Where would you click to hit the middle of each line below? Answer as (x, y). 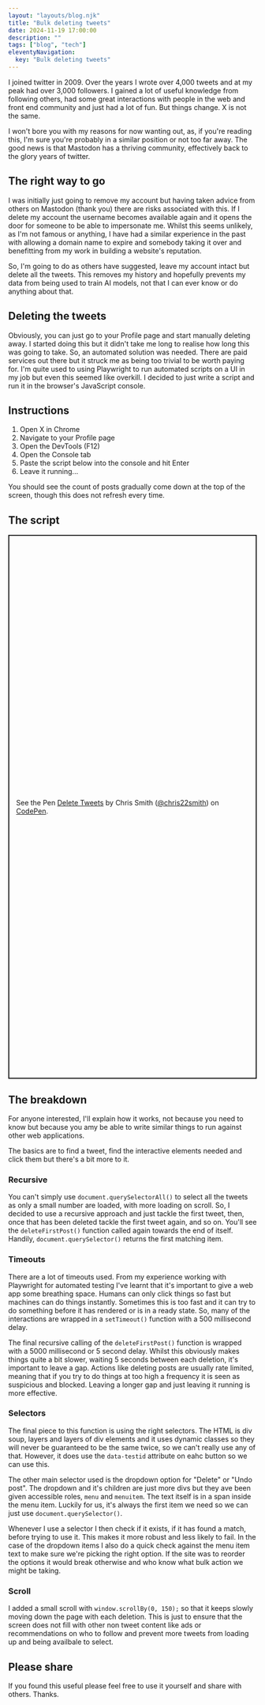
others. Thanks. (34, 1694)
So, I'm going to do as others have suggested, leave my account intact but (129, 266)
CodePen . (32, 811)
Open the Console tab (55, 455)
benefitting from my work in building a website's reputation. (105, 251)
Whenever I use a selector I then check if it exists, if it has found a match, (127, 1529)
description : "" (35, 38)
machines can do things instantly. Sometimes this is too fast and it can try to (132, 1301)
